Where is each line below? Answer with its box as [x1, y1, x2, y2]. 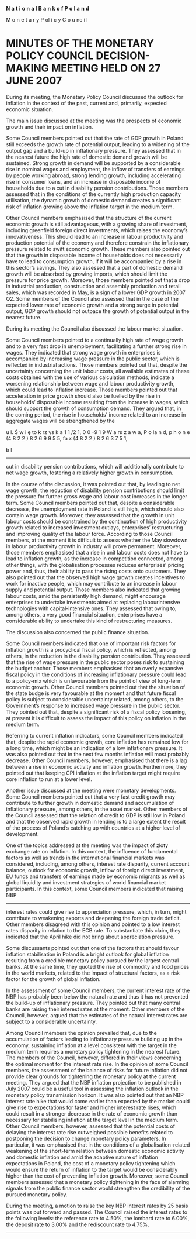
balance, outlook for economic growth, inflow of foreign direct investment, [6, 866, 185, 873]
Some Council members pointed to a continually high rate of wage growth [6, 336, 184, 343]
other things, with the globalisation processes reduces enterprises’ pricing [6, 561, 185, 568]
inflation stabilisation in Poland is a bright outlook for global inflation [6, 951, 169, 958]
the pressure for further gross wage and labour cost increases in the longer [6, 493, 188, 500]
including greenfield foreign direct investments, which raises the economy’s [6, 226, 188, 233]
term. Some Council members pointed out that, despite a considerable [6, 499, 175, 506]
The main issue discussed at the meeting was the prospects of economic [6, 117, 182, 124]
